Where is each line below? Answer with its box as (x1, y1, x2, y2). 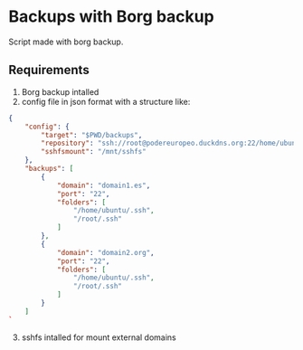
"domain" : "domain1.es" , (56, 181, 151, 190)
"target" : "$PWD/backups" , (41, 130, 143, 139)
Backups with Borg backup (8, 6, 214, 27)
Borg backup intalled (21, 86, 99, 97)
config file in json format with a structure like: (21, 96, 191, 107)
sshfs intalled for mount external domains (21, 332, 177, 343)
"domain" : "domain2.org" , (56, 248, 155, 257)
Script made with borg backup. (8, 36, 124, 47)
